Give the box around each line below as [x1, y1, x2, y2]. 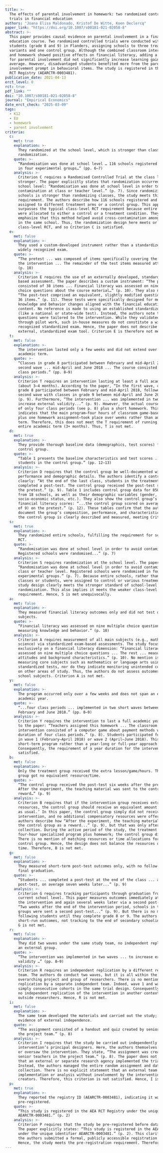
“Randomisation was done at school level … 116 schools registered [17, 161, 158, 166]
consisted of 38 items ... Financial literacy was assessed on [17, 284, 149, 289]
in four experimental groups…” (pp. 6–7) [17, 166, 103, 171]
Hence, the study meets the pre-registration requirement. [17, 1140, 140, 1145]
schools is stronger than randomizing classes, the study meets [17, 193, 151, 198]
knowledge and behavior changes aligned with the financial [17, 302, 142, 307]
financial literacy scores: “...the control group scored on [17, 501, 145, 506]
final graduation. [17, 868, 55, 873]
